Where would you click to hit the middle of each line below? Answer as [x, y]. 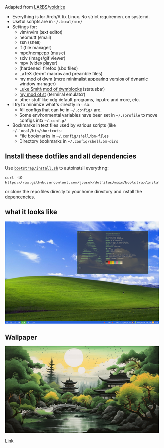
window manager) [38, 84]
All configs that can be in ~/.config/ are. [60, 110]
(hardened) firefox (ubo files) [49, 68]
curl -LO [14, 178]
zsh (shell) [30, 42]
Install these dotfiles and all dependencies [71, 156]
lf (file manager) [36, 48]
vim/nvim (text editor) [41, 32]
